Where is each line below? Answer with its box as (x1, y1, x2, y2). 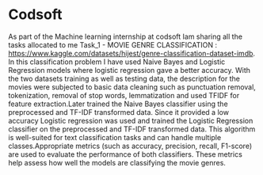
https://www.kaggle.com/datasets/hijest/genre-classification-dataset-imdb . (8, 48, 256, 58)
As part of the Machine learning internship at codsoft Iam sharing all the (8, 32, 243, 41)
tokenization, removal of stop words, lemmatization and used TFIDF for (8, 90, 240, 100)
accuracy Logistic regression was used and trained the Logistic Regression (8, 116, 253, 125)
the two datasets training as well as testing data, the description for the (8, 74, 240, 83)
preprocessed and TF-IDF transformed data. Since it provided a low (8, 107, 230, 116)
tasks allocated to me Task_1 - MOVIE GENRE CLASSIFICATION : (8, 40, 218, 49)
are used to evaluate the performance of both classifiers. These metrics (8, 149, 243, 159)
